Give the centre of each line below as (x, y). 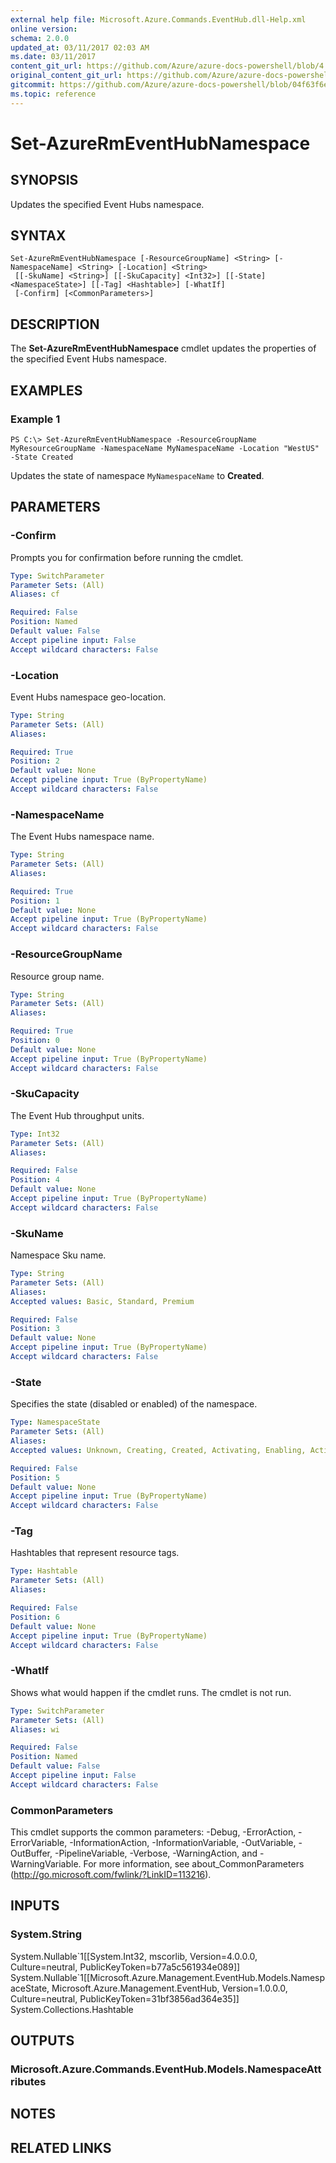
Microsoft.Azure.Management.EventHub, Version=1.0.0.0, (169, 1988)
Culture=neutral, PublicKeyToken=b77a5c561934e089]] (125, 1967)
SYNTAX (38, 236)
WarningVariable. (46, 1864)
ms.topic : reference (53, 94)
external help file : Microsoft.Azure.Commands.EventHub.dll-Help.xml (158, 19)
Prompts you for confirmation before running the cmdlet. (127, 557)
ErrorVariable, (39, 1843)
